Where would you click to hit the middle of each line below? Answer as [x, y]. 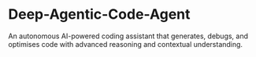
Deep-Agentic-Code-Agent [99, 14]
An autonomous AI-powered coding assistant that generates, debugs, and [128, 36]
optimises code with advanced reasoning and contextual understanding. [125, 44]
